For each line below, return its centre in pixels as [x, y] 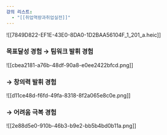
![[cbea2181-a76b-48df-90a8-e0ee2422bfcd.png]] [70, 65]
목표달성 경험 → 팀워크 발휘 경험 [50, 51]
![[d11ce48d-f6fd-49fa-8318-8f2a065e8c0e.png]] [68, 96]
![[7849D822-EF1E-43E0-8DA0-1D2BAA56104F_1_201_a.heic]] [84, 35]
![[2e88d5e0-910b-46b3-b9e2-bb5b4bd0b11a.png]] [71, 126]
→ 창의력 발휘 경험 [31, 82]
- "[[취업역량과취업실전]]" [41, 18]
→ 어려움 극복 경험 [31, 113]
